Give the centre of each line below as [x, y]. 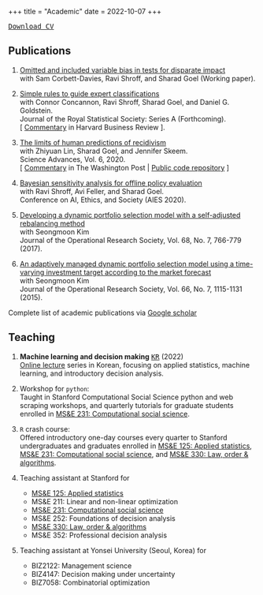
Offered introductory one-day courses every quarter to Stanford [123, 437]
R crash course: [45, 428]
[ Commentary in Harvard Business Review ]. [92, 127]
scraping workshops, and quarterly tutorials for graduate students [126, 405]
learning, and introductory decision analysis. [91, 373]
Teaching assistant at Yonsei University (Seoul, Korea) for [113, 550]
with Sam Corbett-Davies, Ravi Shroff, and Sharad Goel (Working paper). [137, 78]
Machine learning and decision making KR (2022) [101, 356]
